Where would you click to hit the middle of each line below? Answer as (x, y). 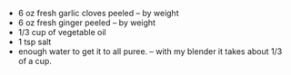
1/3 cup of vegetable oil (62, 32)
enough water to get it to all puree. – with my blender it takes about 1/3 (150, 52)
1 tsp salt (35, 42)
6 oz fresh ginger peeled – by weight (87, 23)
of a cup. (35, 61)
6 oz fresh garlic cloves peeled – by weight (98, 13)
